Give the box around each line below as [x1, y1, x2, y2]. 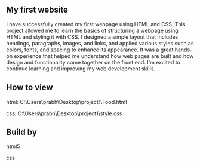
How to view [6, 82, 53, 93]
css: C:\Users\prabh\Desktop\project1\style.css [6, 110, 122, 117]
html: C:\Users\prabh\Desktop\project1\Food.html [6, 98, 127, 105]
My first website [6, 5, 69, 15]
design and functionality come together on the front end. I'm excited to [6, 59, 180, 66]
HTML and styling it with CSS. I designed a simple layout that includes [6, 33, 179, 41]
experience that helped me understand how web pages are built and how [14, 52, 194, 59]
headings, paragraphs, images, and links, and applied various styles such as [6, 39, 194, 47]
